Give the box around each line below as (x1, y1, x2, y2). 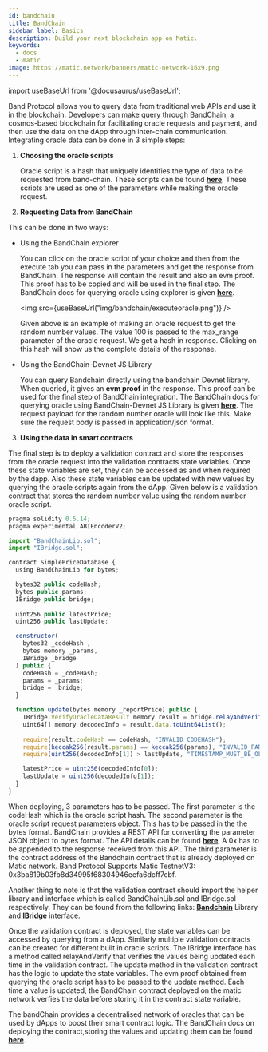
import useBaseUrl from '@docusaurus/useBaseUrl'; (8, 86, 181, 95)
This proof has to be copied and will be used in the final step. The (19, 279, 236, 289)
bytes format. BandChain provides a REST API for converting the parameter (8, 827, 256, 836)
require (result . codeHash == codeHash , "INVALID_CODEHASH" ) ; (22, 735, 227, 743)
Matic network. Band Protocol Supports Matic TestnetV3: (8, 861, 195, 871)
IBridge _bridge (22, 654, 77, 662)
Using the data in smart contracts (19, 432, 134, 442)
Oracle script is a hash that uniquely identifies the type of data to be (19, 165, 243, 176)
